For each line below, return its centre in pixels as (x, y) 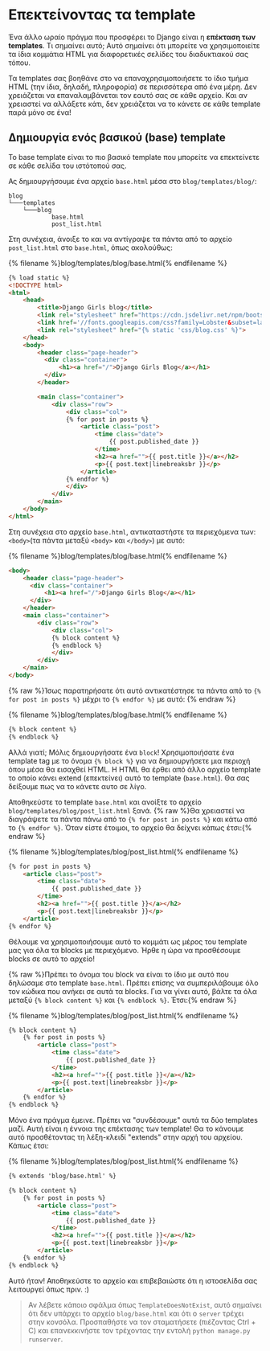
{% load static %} (39, 278)
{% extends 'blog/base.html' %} (62, 1176)
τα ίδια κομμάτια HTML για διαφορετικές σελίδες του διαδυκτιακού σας (129, 54)
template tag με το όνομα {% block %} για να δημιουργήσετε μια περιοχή (129, 760)
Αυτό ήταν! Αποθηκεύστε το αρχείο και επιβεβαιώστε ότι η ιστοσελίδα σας (133, 1280)
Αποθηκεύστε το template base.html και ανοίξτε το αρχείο (105, 802)
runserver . (45, 1339)
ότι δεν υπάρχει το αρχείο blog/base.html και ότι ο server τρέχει (136, 1313)
